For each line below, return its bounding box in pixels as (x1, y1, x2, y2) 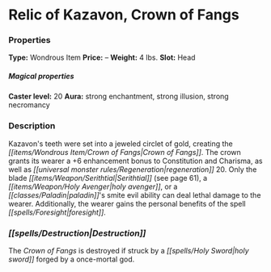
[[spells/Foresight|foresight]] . (8, 207, 107, 217)
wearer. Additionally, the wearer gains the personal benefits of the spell (8, 199, 246, 208)
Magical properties (8, 71, 74, 82)
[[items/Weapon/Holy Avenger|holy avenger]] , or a (8, 182, 178, 191)
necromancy (8, 100, 50, 110)
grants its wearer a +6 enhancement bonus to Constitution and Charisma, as (8, 156, 263, 165)
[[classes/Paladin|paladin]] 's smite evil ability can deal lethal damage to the (8, 190, 261, 199)
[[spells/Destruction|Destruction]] (8, 228, 146, 239)
